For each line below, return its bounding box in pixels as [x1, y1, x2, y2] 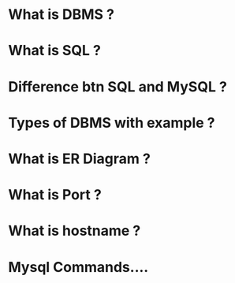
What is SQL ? [8, 42, 101, 60]
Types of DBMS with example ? [8, 114, 215, 132]
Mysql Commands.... [8, 258, 149, 276]
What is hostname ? [8, 222, 141, 240]
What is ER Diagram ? [8, 150, 151, 167]
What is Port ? [8, 186, 103, 204]
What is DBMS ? [8, 6, 114, 24]
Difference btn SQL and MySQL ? [8, 77, 227, 95]
